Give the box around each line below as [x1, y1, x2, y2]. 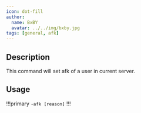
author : [6, 14, 25, 20]
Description [6, 52, 50, 62]
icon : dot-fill [6, 8, 43, 15]
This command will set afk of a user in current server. [6, 67, 135, 74]
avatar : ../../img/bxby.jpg [11, 25, 80, 31]
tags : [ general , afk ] [6, 30, 59, 36]
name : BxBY [11, 19, 38, 25]
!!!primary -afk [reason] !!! [6, 100, 71, 107]
